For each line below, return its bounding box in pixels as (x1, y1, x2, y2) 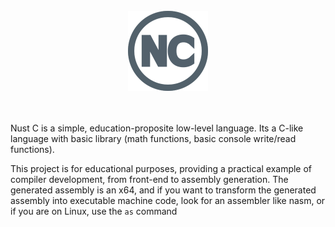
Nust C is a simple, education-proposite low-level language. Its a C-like (10, 122, 304, 134)
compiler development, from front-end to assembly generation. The (10, 174, 289, 185)
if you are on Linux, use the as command (10, 205, 178, 217)
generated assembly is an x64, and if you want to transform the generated (10, 184, 317, 196)
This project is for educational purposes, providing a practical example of (10, 163, 313, 174)
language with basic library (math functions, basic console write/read (10, 133, 297, 144)
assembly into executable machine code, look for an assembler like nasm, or (10, 195, 326, 206)
